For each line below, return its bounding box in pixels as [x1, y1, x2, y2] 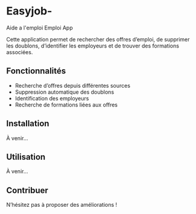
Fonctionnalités [6, 66, 66, 76]
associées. [6, 48, 33, 55]
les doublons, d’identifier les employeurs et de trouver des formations [6, 42, 180, 49]
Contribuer [6, 185, 48, 195]
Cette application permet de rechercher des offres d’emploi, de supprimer [6, 35, 190, 43]
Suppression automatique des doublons [14, 88, 115, 96]
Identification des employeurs [14, 94, 89, 102]
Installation [6, 118, 49, 129]
